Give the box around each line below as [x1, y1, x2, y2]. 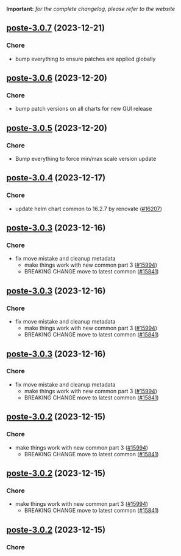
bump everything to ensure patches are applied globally [15, 55, 156, 62]
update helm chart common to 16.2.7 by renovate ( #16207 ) [15, 205, 163, 212]
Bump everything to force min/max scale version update [15, 155, 157, 163]
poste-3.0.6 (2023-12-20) [6, 73, 108, 83]
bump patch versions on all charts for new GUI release [15, 105, 152, 113]
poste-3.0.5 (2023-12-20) [6, 122, 108, 133]
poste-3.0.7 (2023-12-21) [6, 23, 105, 33]
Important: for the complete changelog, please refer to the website [6, 6, 176, 12]
